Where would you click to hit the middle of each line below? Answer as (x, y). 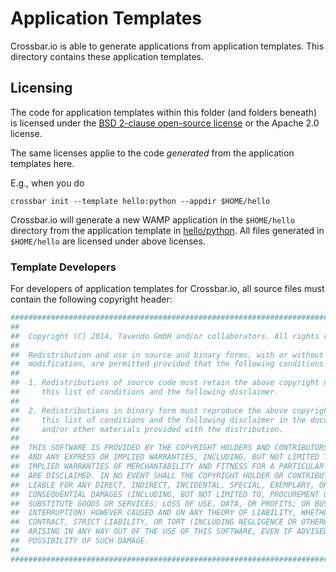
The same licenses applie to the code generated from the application (152, 153)
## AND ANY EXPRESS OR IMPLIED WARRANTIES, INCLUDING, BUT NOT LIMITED (165, 457)
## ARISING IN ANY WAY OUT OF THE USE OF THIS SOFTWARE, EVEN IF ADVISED (169, 532)
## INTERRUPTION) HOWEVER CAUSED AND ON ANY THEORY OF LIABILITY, (154, 513)
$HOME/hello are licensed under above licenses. (108, 241)
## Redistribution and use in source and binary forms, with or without (167, 355)
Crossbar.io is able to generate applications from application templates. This (167, 46)
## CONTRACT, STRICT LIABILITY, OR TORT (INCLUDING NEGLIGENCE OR (154, 522)
